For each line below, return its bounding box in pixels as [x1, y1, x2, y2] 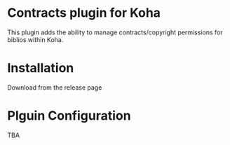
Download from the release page [7, 83, 102, 92]
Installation [7, 60, 74, 76]
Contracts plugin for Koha [7, 5, 161, 21]
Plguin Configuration [7, 108, 131, 124]
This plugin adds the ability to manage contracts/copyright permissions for [7, 28, 223, 36]
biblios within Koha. [7, 35, 64, 43]
